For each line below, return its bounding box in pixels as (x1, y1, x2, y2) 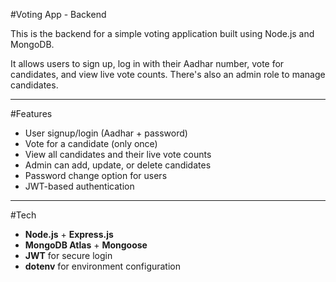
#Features (10, 108, 53, 119)
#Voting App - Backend (10, 9, 107, 20)
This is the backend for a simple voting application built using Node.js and (10, 28, 315, 39)
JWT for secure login (24, 250, 113, 261)
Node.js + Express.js (24, 229, 114, 240)
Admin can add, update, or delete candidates (24, 159, 212, 171)
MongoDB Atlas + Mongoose (24, 239, 148, 251)
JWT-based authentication (24, 180, 135, 192)
